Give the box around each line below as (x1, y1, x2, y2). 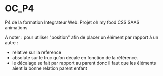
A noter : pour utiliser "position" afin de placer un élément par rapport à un (5, 34, 159, 40)
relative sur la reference (12, 49, 61, 55)
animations (5, 24, 28, 30)
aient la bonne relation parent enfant (12, 65, 87, 71)
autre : (5, 39, 18, 45)
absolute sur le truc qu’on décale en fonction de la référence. (12, 54, 138, 60)
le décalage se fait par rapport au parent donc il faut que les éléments (12, 60, 156, 66)
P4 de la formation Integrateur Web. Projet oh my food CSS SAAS (5, 19, 140, 25)
